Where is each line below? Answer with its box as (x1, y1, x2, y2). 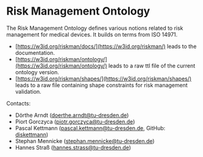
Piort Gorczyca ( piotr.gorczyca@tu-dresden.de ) (15, 117, 135, 125)
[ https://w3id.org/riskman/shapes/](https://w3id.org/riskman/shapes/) (15, 75, 192, 82)
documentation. (15, 49, 55, 56)
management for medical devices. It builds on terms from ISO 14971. (6, 30, 178, 38)
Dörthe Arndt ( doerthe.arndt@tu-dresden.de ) (15, 111, 129, 119)
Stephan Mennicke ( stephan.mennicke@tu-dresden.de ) (15, 137, 155, 144)
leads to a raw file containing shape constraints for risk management (15, 81, 188, 89)
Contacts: (6, 99, 31, 107)
